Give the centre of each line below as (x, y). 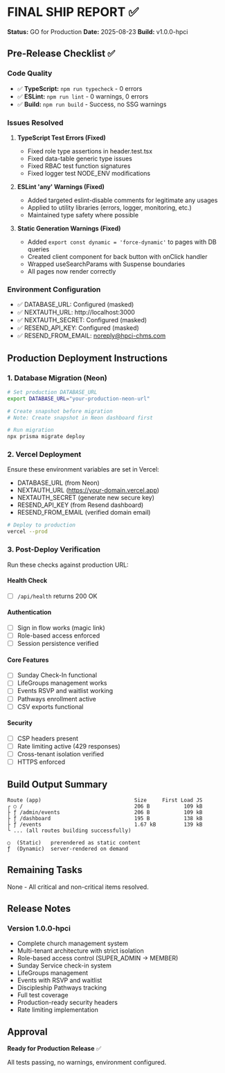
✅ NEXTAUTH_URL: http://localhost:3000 (76, 313)
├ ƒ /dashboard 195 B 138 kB (105, 818)
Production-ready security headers (67, 1003)
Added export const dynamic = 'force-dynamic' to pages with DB (122, 242)
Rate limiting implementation (57, 1010)
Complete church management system (72, 943)
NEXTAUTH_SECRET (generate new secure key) (85, 498)
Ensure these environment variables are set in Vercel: (83, 469)
